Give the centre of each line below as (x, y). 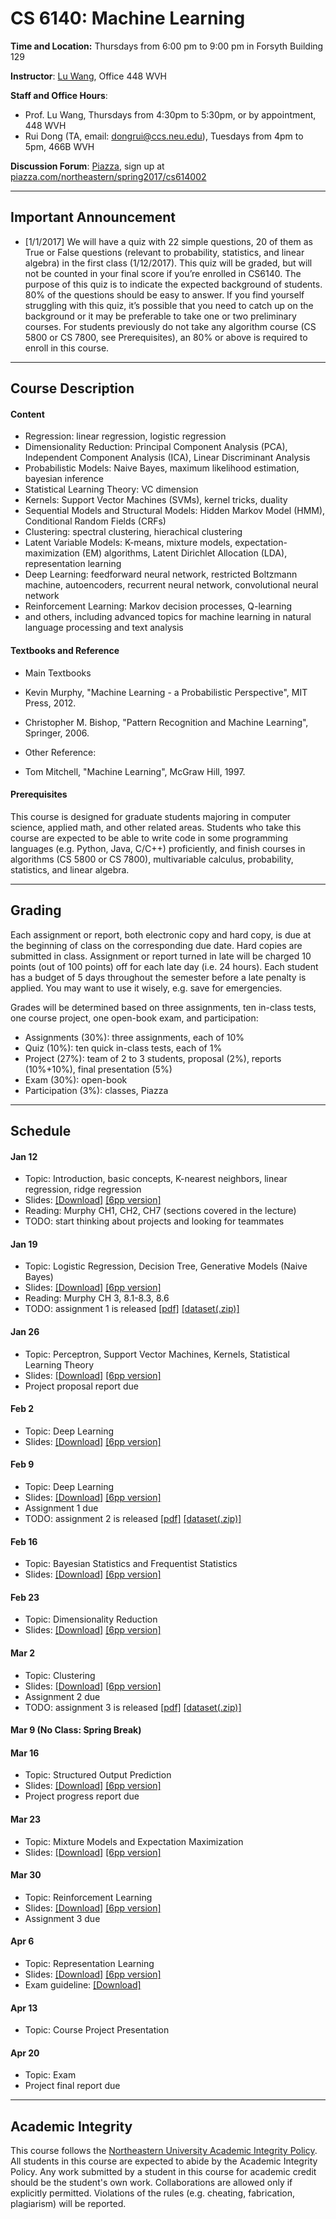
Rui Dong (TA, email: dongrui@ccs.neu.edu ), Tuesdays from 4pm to (164, 136)
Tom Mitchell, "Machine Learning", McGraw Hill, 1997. (135, 771)
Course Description (72, 388)
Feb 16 (24, 1541)
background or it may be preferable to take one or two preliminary (160, 316)
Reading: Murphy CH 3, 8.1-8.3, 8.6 (97, 1298)
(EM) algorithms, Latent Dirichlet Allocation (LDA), (184, 553)
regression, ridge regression (83, 1189)
